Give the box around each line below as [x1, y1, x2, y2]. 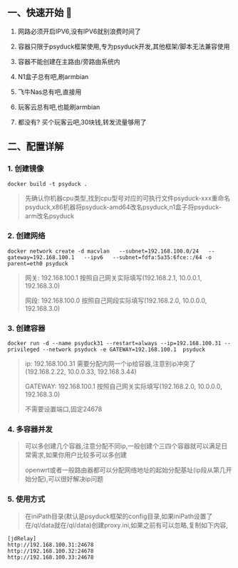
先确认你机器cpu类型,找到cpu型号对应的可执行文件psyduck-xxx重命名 [24, 194, 231, 202]
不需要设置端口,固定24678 [24, 405, 103, 414]
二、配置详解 [7, 141, 64, 153]
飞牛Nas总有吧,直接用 [17, 88, 82, 96]
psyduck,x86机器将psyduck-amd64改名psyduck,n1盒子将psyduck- [24, 202, 222, 211]
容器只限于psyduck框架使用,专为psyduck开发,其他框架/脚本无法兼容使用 [17, 42, 230, 51]
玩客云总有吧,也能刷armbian [17, 102, 100, 111]
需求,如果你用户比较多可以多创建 [31, 451, 127, 459]
